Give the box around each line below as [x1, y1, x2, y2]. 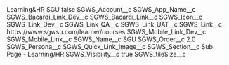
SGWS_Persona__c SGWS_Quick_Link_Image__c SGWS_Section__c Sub [6, 43, 214, 50]
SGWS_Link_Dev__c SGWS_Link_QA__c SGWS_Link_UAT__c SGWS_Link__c [6, 20, 223, 29]
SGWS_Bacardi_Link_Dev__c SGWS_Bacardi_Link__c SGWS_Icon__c [6, 13, 203, 21]
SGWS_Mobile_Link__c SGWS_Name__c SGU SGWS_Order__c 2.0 [6, 35, 196, 43]
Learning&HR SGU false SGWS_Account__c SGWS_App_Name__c [6, 6, 196, 13]
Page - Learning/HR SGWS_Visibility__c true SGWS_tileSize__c [6, 50, 186, 58]
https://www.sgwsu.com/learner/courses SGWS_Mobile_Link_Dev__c [6, 28, 207, 36]
